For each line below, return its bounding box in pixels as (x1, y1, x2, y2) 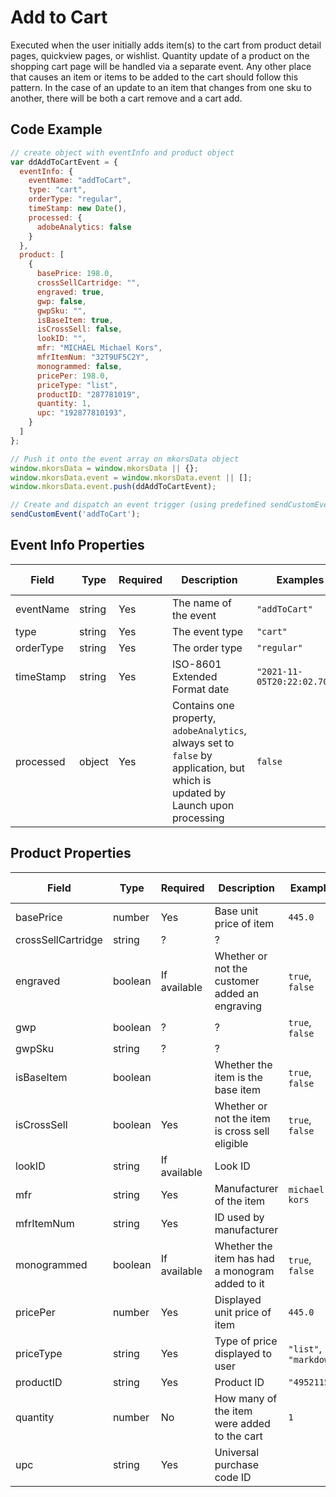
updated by (172, 786, 227, 800)
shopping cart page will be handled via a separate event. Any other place (10, 60, 312, 72)
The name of (172, 596, 233, 610)
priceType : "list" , (36, 380, 118, 390)
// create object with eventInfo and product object (10, 147, 235, 158)
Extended (172, 669, 218, 683)
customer (214, 974, 260, 988)
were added (214, 1416, 271, 1430)
